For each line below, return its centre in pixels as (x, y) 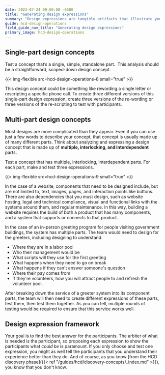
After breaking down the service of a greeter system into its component (77, 293)
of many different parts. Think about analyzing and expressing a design (77, 142)
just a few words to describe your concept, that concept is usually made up (81, 137)
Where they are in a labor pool (43, 247)
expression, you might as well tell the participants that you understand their (81, 351)
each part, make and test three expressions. (50, 167)
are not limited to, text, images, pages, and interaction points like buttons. (79, 191)
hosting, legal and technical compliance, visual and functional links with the (82, 202)
